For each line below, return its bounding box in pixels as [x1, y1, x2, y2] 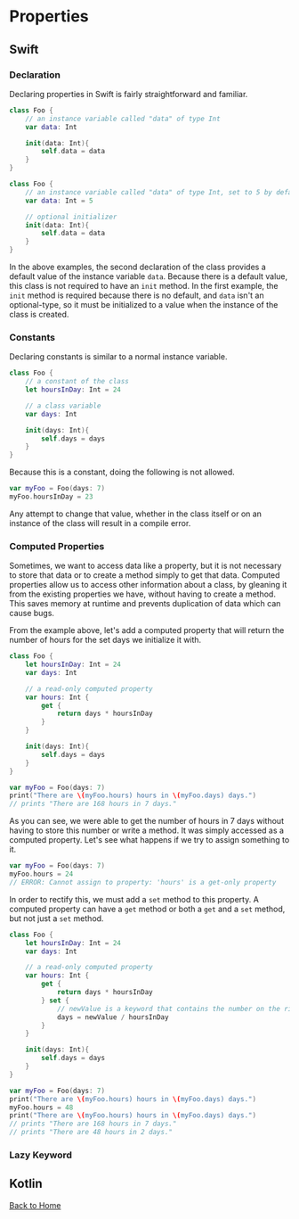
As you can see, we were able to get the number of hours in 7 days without [9, 816, 285, 827]
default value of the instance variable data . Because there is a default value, [9, 271, 288, 282]
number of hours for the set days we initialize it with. [9, 635, 202, 646]
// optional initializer [25, 212, 117, 221]
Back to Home [9, 1199, 61, 1210]
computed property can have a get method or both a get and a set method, [9, 903, 286, 914]
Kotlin [9, 1176, 43, 1191]
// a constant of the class [25, 377, 129, 386]
